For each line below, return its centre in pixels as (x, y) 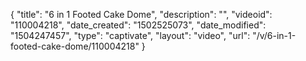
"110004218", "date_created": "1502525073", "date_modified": (138, 25)
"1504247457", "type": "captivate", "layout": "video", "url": (130, 35)
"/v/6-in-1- (274, 35)
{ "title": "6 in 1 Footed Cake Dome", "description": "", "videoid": (141, 14)
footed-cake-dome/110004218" (75, 46)
